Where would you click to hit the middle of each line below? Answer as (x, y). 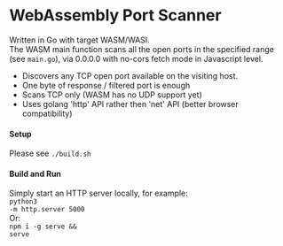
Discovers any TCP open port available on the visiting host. (130, 75)
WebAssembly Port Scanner (115, 15)
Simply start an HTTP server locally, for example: (98, 193)
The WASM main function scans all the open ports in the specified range (142, 49)
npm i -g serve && (43, 227)
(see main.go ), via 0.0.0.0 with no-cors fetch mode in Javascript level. (136, 58)
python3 (24, 202)
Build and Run (35, 173)
